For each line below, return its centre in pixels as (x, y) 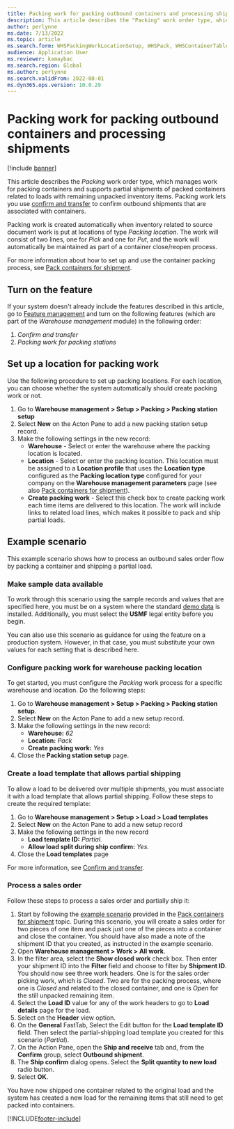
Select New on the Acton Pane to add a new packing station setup (112, 424)
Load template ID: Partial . (65, 839)
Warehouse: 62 (50, 733)
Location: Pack (50, 741)
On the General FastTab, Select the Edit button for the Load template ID (120, 1025)
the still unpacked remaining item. (66, 995)
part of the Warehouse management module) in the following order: (104, 321)
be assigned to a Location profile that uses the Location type (116, 468)
